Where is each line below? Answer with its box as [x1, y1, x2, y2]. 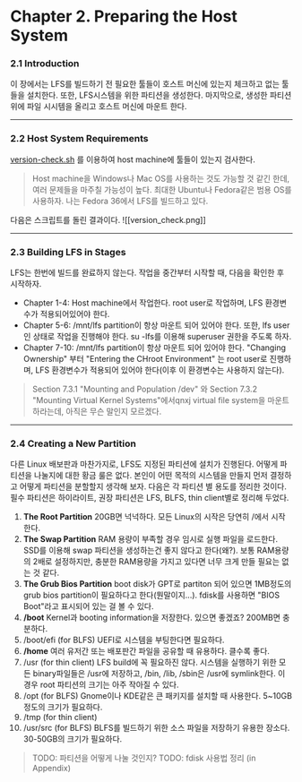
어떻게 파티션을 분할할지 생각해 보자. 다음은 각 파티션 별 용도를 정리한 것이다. [19, 481, 288, 492]
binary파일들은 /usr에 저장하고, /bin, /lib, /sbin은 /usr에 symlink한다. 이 [32, 668, 286, 679]
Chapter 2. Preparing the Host [10, 6, 238, 27]
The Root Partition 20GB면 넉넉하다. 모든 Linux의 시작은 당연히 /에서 [22, 511, 270, 522]
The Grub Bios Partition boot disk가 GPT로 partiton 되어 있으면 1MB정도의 [22, 579, 292, 589]
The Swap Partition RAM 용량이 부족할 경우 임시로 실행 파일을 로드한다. [22, 534, 279, 545]
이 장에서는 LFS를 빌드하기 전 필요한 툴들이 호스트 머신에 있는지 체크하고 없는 [10, 79, 280, 90]
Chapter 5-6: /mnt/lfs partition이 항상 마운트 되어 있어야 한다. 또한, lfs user [22, 320, 290, 331]
